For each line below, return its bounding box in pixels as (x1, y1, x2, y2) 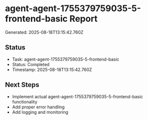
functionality (12, 99, 37, 104)
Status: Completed (12, 61, 50, 67)
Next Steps (5, 81, 39, 89)
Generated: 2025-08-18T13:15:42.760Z (5, 29, 84, 35)
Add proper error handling (12, 104, 65, 110)
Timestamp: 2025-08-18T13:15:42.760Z (12, 67, 92, 72)
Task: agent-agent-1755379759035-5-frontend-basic (12, 56, 119, 62)
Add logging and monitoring (12, 109, 69, 115)
